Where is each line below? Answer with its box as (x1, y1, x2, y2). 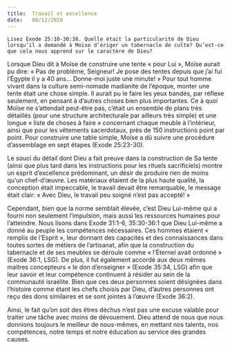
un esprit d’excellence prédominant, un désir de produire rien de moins (7, 169, 209, 177)
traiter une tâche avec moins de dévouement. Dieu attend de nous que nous (7, 312, 224, 321)
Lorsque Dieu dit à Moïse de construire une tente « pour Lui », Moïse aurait (7, 59, 220, 68)
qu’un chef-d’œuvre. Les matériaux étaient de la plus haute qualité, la (7, 176, 205, 184)
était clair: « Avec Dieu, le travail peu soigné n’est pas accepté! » (7, 191, 191, 199)
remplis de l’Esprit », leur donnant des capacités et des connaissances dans (7, 233, 224, 242)
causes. (7, 334, 30, 343)
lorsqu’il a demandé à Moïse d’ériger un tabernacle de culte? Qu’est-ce (7, 41, 224, 48)
